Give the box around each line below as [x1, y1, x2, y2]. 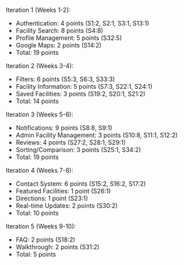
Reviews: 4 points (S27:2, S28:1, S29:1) [15, 138, 126, 147]
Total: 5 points [15, 251, 56, 258]
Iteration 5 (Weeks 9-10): [5, 222, 76, 230]
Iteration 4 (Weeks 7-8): [5, 167, 73, 174]
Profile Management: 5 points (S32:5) [15, 34, 122, 42]
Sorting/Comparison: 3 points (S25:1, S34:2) [15, 146, 141, 153]
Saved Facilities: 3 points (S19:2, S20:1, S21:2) [15, 89, 146, 98]
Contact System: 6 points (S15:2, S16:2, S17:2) [15, 180, 146, 188]
